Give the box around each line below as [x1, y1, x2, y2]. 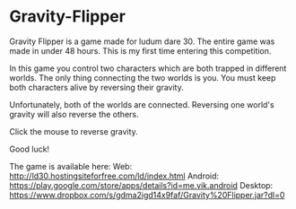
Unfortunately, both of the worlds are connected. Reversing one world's [9, 99, 275, 109]
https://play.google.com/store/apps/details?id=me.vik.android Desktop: [9, 179, 274, 190]
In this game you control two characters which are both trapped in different [9, 63, 287, 74]
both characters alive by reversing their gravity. [9, 82, 184, 92]
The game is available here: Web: [9, 161, 133, 171]
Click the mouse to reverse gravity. [9, 126, 139, 136]
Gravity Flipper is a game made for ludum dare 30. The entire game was [9, 36, 275, 47]
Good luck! [9, 144, 50, 154]
